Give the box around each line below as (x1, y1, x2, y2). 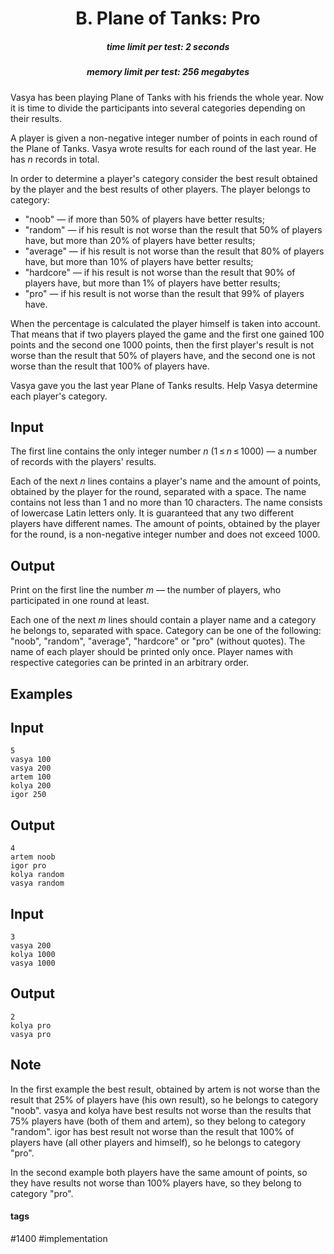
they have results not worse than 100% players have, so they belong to (10, 1177, 302, 1189)
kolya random (10, 870, 65, 880)
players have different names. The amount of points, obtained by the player (10, 518, 321, 530)
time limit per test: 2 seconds (106, 40, 230, 52)
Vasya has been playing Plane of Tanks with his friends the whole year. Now (10, 91, 325, 103)
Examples (10, 685, 73, 702)
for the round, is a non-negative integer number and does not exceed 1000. (10, 528, 321, 541)
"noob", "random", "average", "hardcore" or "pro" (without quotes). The (10, 635, 306, 647)
